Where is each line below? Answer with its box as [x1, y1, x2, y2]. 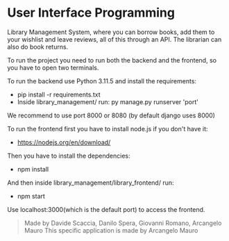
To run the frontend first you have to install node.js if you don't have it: [7, 124, 208, 133]
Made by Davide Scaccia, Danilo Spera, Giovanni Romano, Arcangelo [24, 219, 222, 227]
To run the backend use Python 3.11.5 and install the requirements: [7, 76, 196, 85]
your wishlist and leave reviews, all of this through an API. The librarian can [7, 35, 222, 43]
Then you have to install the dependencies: [7, 151, 130, 160]
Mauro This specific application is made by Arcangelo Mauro [24, 226, 198, 234]
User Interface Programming [7, 5, 176, 21]
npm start [17, 192, 45, 200]
